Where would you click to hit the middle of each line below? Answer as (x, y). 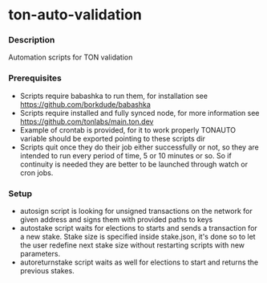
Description (32, 40)
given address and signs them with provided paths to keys (116, 219)
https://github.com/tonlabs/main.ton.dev (87, 121)
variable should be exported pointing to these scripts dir (113, 138)
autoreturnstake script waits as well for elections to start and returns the (139, 262)
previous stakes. (47, 271)
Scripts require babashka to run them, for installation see (114, 96)
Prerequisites (35, 78)
